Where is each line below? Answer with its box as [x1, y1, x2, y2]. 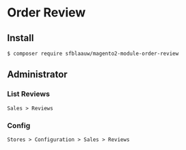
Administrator [7, 68, 68, 80]
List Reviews [7, 89, 50, 99]
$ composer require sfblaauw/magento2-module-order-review [7, 50, 179, 57]
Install [7, 32, 34, 44]
